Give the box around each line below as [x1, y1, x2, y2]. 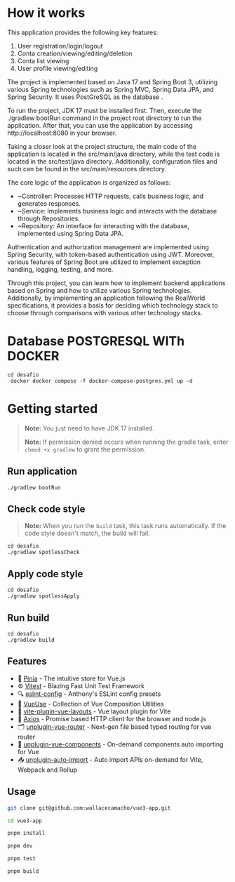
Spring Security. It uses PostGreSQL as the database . [7, 93, 163, 101]
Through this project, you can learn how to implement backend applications [7, 279, 226, 287]
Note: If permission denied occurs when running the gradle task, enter [24, 437, 229, 446]
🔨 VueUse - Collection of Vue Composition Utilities [17, 699, 164, 708]
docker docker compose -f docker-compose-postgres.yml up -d [10, 377, 193, 384]
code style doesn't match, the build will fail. [24, 529, 151, 538]
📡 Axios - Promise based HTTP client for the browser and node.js [17, 714, 207, 723]
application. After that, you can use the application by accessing [7, 121, 193, 129]
